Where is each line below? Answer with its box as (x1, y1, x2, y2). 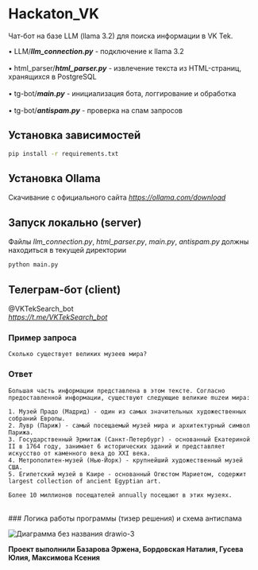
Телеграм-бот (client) (8, 283, 121, 297)
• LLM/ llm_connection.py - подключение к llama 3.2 (8, 46, 184, 56)
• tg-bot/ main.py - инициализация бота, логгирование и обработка (8, 88, 237, 98)
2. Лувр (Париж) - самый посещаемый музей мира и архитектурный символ (8, 421, 250, 429)
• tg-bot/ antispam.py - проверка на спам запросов (8, 105, 183, 115)
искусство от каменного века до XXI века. (8, 449, 151, 457)
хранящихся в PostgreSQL (8, 72, 97, 81)
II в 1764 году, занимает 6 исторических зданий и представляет (8, 442, 225, 450)
